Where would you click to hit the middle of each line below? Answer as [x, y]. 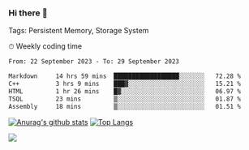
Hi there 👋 [28, 13]
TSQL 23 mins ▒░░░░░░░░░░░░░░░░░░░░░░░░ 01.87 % [125, 99]
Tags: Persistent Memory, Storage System [79, 31]
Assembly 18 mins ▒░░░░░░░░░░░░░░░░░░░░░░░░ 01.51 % [125, 106]
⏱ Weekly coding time [45, 46]
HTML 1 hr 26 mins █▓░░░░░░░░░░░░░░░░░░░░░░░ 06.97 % [125, 91]
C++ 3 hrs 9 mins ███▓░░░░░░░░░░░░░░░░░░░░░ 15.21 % [125, 84]
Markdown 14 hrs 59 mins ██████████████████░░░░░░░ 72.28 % [125, 76]
